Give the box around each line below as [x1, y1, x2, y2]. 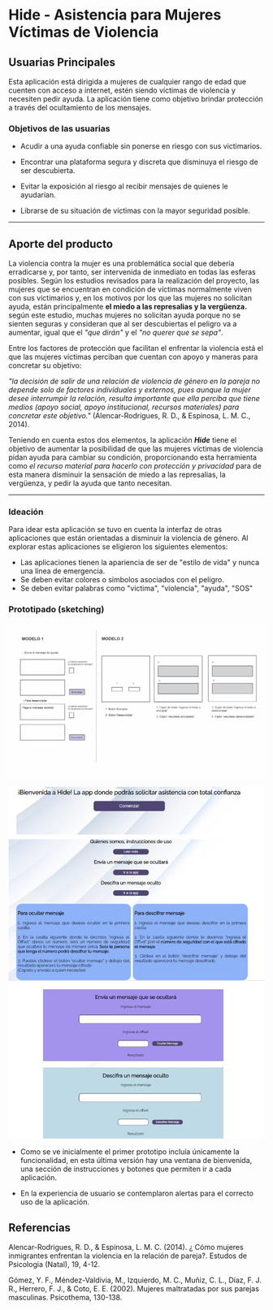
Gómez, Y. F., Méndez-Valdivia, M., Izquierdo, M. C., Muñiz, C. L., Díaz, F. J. [8, 1275, 262, 1285]
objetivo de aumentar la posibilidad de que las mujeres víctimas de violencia [8, 444, 264, 454]
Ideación [8, 506, 44, 517]
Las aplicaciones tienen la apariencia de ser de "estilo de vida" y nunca [19, 558, 260, 568]
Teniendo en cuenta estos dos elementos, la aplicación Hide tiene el [8, 435, 237, 445]
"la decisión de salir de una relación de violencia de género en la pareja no [8, 376, 261, 387]
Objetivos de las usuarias [8, 123, 110, 134]
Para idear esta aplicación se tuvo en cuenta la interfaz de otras [8, 525, 222, 534]
